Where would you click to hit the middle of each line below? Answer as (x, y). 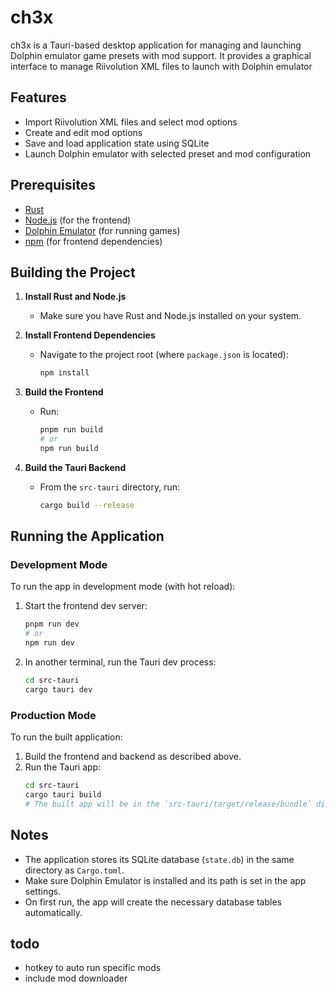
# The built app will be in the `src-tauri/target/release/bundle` (168, 804)
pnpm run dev (52, 624)
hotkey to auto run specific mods (93, 968)
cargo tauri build (63, 794)
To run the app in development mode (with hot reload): (123, 587)
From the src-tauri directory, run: (109, 487)
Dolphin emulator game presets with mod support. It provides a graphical (161, 55)
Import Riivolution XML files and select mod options (131, 122)
